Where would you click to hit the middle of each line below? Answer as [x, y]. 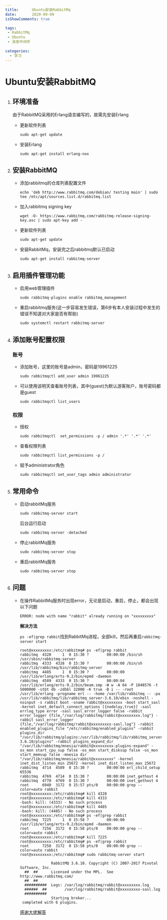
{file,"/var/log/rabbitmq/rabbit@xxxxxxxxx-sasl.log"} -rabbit [87, 724]
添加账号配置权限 [39, 340]
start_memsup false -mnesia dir [53, 755]
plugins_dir [32, 733]
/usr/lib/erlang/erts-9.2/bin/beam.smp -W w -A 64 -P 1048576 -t [89, 685]
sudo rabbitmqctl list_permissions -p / [62, 456]
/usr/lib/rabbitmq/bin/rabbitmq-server [61, 668]
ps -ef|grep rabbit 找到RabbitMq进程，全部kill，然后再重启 [81, 636]
